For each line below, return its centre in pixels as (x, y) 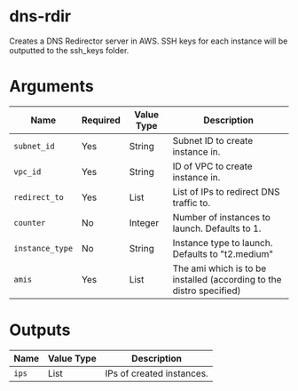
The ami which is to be (220, 268)
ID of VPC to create (212, 166)
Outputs (40, 330)
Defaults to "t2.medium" (223, 253)
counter (30, 223)
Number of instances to (221, 217)
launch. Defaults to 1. (217, 228)
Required (101, 120)
